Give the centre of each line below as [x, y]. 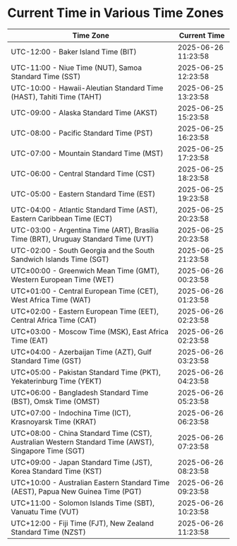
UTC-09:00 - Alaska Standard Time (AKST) [84, 112]
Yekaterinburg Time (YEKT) [56, 381]
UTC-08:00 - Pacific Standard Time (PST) [82, 133]
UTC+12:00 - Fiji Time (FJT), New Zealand [82, 523]
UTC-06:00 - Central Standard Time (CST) [83, 173]
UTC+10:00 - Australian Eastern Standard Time [90, 482]
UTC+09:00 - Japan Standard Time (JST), [82, 462]
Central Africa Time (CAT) [54, 320]
